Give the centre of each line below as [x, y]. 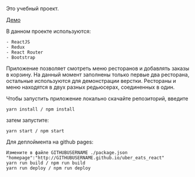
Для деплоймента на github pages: [50, 142]
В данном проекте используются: [49, 31]
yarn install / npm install [41, 109]
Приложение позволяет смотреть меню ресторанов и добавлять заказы [98, 68]
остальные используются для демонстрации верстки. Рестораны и [91, 81]
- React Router [25, 52]
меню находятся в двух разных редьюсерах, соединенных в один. [90, 87]
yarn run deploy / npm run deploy [49, 168]
